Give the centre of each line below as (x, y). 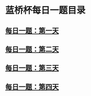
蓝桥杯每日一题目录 (45, 10)
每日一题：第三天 (32, 68)
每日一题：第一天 (32, 31)
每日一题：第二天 (32, 49)
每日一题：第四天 (32, 87)
